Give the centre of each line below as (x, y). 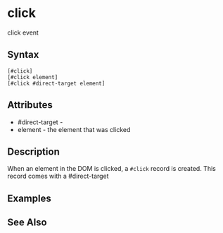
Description (33, 151)
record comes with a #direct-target (58, 176)
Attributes (30, 105)
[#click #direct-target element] (56, 83)
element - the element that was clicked (74, 129)
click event (23, 32)
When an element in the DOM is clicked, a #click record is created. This (111, 169)
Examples (29, 198)
